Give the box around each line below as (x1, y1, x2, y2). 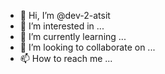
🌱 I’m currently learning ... (19, 31, 127, 42)
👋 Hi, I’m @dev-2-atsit (19, 10, 111, 21)
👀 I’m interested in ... (19, 20, 105, 32)
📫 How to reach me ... (19, 53, 113, 64)
